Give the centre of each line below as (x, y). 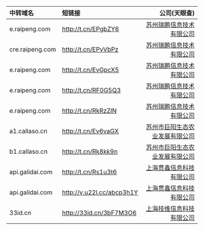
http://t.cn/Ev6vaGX (90, 131)
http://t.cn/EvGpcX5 (90, 70)
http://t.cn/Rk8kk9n (90, 152)
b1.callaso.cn (29, 152)
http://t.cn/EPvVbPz (90, 49)
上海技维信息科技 (170, 209)
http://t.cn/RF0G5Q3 (91, 90)
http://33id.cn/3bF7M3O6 (99, 213)
